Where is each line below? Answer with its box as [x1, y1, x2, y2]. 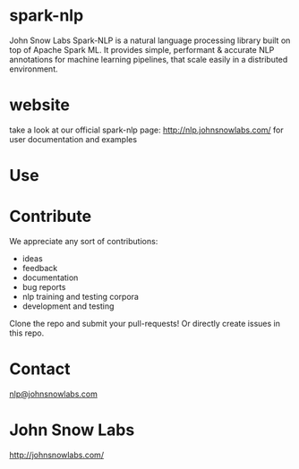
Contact [9, 359, 71, 379]
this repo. [9, 328, 45, 338]
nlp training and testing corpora [21, 292, 139, 302]
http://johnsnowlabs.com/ [9, 449, 105, 460]
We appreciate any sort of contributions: [9, 236, 158, 246]
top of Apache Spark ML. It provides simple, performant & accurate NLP [9, 44, 275, 55]
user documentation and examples [9, 133, 137, 144]
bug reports [21, 282, 66, 292]
